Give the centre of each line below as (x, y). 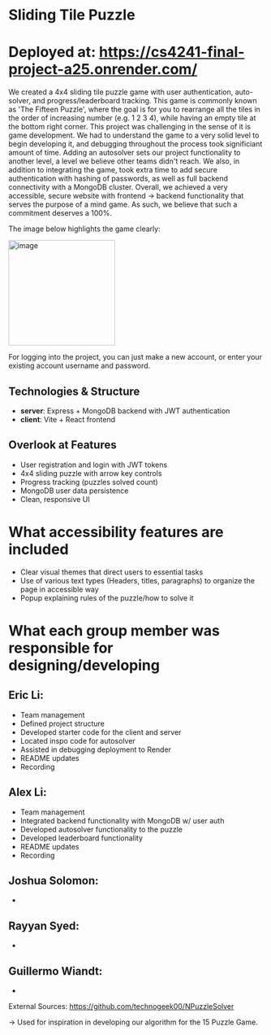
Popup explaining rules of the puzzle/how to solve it (107, 598)
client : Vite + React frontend (68, 419)
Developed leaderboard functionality (82, 838)
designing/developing (84, 665)
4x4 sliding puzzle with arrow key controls (91, 473)
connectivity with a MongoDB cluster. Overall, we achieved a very (118, 187)
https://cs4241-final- (172, 52)
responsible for (61, 648)
